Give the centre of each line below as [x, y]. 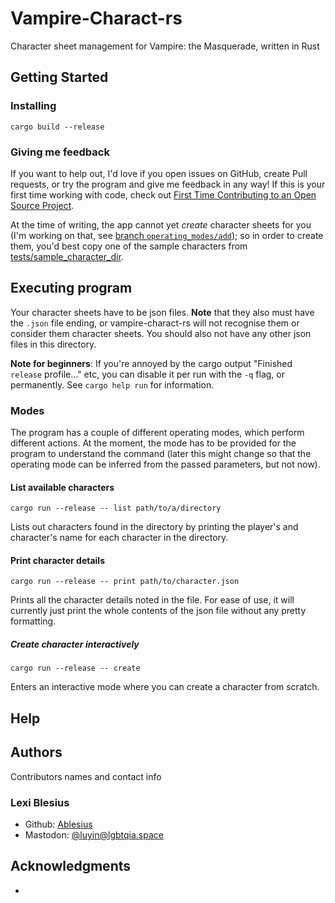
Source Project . [42, 205]
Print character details [58, 560]
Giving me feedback [60, 152]
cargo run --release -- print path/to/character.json [125, 582]
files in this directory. [53, 344]
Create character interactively [75, 644]
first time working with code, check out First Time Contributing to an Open [163, 194]
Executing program [71, 288]
